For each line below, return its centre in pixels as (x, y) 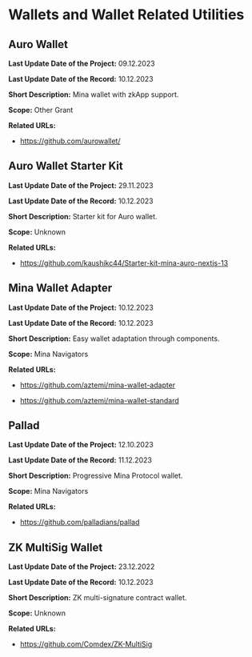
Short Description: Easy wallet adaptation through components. (114, 339)
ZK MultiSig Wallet (56, 547)
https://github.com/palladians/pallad (80, 523)
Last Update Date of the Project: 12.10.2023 (81, 445)
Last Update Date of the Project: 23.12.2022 (82, 567)
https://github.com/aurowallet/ (70, 141)
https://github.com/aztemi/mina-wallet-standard (100, 400)
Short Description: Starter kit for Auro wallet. (83, 216)
